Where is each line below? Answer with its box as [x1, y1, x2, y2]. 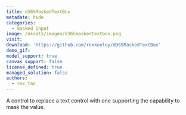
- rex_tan [11, 81, 36, 87]
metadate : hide [6, 14, 44, 20]
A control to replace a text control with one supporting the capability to [6, 97, 180, 104]
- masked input [11, 25, 49, 32]
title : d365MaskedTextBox [6, 8, 70, 15]
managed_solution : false [6, 70, 68, 76]
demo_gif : [6, 48, 31, 54]
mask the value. [6, 104, 45, 110]
